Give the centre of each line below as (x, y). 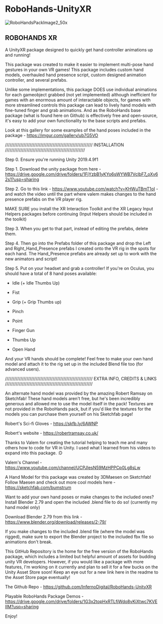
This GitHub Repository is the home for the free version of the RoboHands (79, 551)
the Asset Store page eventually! (38, 577)
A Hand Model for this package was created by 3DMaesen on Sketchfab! (78, 477)
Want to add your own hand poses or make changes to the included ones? (80, 497)
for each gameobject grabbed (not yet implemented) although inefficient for (81, 94)
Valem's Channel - (24, 462)
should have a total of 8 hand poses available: (51, 273)
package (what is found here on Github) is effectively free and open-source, (81, 115)
